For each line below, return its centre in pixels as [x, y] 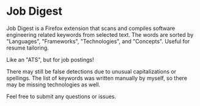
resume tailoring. [28, 48]
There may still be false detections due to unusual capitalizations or [91, 71]
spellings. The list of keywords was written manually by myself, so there [97, 78]
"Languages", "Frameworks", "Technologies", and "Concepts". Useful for [98, 41]
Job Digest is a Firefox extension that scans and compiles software [91, 28]
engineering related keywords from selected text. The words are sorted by [100, 34]
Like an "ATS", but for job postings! [50, 59]
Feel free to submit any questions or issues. [61, 96]
